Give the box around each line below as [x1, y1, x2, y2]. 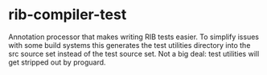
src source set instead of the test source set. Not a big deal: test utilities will [8, 49, 260, 58]
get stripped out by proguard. [8, 57, 106, 67]
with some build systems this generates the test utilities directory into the [8, 40, 251, 49]
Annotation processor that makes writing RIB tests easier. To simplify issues [8, 32, 260, 41]
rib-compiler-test [8, 6, 127, 24]
